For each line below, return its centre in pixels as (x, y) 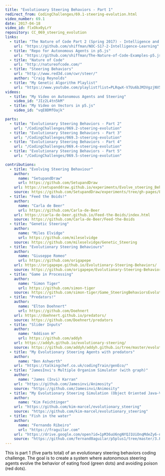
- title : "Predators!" (33, 297)
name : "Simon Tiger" (39, 283)
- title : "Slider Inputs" (36, 325)
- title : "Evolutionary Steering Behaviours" (57, 247)
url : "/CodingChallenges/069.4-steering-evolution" (68, 147)
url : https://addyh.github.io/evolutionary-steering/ (70, 343)
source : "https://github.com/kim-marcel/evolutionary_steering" (81, 412)
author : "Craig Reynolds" (41, 78)
